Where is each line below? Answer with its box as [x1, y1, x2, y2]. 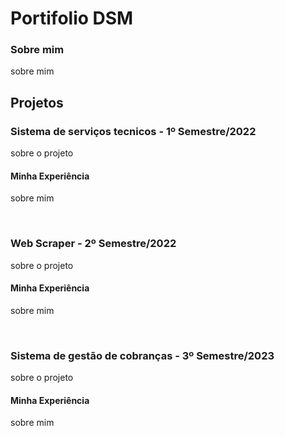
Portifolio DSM [10, 7, 134, 30]
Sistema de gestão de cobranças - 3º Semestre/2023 [10, 348, 275, 362]
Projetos [10, 94, 64, 111]
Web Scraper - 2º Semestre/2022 [10, 237, 177, 251]
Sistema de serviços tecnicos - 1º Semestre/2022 [10, 124, 257, 138]
